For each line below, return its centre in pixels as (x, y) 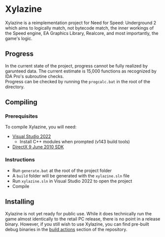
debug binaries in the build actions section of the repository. (66, 229)
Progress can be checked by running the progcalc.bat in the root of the (78, 81)
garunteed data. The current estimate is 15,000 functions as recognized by (81, 71)
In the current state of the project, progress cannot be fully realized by (76, 66)
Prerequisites (21, 116)
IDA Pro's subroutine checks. (34, 76)
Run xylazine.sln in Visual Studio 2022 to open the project (72, 181)
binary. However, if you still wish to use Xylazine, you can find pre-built (77, 224)
